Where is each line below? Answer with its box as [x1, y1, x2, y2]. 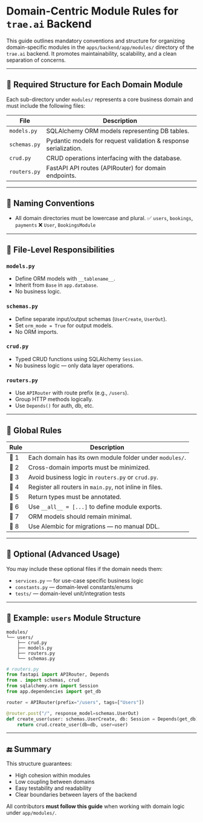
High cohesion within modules [14, 772, 91, 779]
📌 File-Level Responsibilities [6, 244, 115, 255]
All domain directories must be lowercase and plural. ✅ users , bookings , [14, 214, 193, 221]
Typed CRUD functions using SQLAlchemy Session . [14, 355, 143, 362]
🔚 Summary [6, 744, 52, 754]
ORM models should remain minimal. [28, 512, 132, 521]
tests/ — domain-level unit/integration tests [14, 590, 126, 597]
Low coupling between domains [14, 778, 95, 786]
